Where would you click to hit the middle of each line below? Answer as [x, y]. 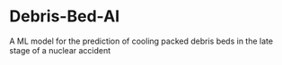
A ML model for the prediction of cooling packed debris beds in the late [141, 41]
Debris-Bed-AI [65, 16]
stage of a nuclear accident [60, 50]
